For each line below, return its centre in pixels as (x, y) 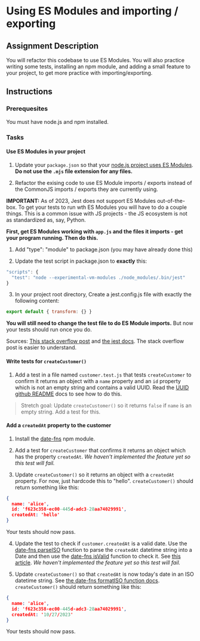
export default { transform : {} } (49, 312)
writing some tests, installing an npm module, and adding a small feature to (99, 66)
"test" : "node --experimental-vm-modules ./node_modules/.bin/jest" (99, 277)
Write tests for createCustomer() (47, 361)
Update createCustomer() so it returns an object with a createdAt (95, 475)
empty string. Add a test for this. (61, 412)
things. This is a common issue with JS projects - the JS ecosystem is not (97, 213)
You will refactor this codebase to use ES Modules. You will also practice (96, 60)
